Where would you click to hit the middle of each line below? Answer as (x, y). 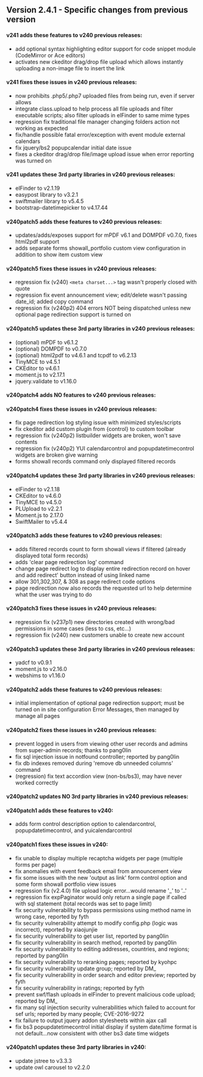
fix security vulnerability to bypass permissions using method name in (103, 910)
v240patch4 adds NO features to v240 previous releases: (81, 395)
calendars (28, 141)
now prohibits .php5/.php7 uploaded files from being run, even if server (105, 96)
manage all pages (37, 716)
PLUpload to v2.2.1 (39, 509)
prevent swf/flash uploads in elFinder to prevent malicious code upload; (105, 994)
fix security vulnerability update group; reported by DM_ (86, 968)
